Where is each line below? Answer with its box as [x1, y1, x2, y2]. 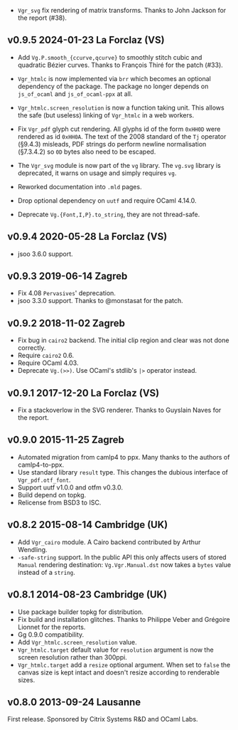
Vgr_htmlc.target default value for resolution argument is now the [17, 645, 215, 654]
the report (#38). [17, 14, 67, 22]
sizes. [17, 675, 36, 684]
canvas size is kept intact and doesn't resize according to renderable [17, 668, 220, 677]
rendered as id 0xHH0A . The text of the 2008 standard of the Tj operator [17, 132, 227, 141]
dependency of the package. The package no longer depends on [17, 82, 209, 90]
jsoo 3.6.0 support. [17, 249, 73, 258]
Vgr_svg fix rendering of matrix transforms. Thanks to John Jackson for [17, 6, 227, 14]
